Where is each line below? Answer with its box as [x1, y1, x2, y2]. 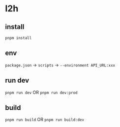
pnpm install [5, 35, 32, 40]
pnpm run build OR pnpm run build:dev [5, 117, 85, 123]
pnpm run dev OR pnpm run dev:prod [5, 89, 78, 95]
